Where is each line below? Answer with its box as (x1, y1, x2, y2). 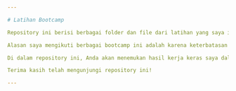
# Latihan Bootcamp (7, 16, 65, 23)
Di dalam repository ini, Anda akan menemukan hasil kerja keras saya (7, 54, 218, 62)
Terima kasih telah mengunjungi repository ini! (7, 67, 152, 74)
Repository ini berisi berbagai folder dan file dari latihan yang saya (7, 29, 225, 36)
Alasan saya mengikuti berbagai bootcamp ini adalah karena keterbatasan (7, 41, 228, 49)
